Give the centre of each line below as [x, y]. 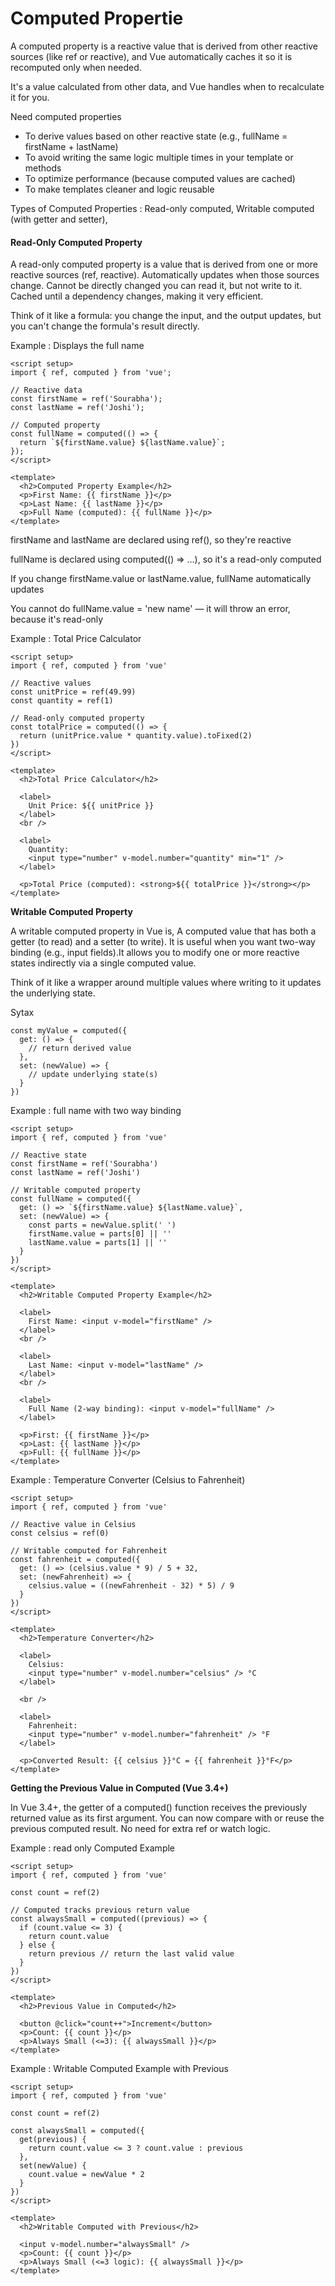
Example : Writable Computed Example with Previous [119, 2069]
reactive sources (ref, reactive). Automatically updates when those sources [165, 275]
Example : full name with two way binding [96, 1111]
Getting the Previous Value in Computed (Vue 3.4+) [119, 1788]
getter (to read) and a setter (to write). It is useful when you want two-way [163, 942]
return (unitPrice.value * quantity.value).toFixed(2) [136, 736]
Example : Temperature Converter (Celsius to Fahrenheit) [128, 1480]
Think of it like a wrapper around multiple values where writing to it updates [166, 983]
